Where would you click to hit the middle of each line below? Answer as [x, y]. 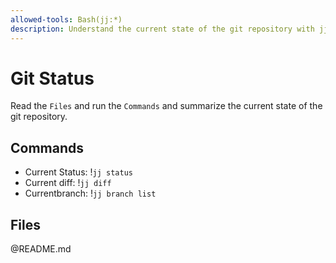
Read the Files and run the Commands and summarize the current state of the [166, 106]
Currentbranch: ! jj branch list [90, 193]
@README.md [41, 249]
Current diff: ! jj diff [68, 183]
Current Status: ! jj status [78, 172]
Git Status [52, 78]
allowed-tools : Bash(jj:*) [66, 19]
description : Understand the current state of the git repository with [162, 29]
